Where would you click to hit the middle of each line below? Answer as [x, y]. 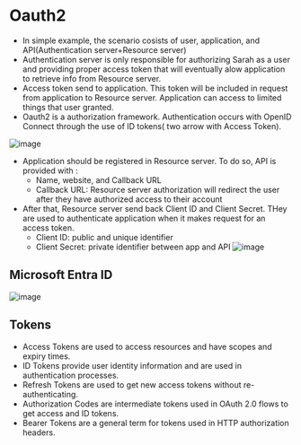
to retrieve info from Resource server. [92, 78]
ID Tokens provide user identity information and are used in [132, 365]
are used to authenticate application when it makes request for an [144, 218]
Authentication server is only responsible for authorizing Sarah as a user [156, 59]
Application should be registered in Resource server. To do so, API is [149, 161]
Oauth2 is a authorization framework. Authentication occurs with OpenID [157, 117]
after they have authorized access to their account [129, 199]
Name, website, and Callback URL [98, 179]
